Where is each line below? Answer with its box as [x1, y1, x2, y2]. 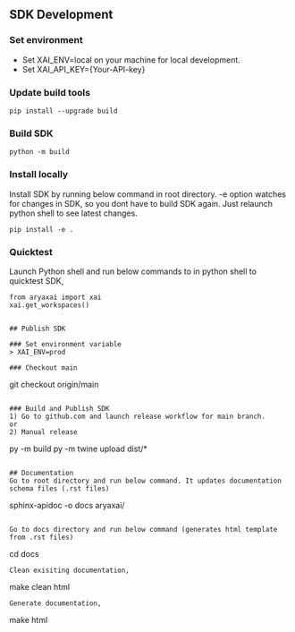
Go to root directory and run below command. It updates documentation [9, 476, 282, 485]
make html [9, 614, 48, 625]
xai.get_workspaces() [9, 300, 90, 310]
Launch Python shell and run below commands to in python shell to [9, 266, 257, 277]
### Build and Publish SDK [9, 404, 110, 413]
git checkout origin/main [9, 379, 99, 389]
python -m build [9, 148, 70, 157]
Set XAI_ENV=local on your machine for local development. [21, 54, 241, 65]
